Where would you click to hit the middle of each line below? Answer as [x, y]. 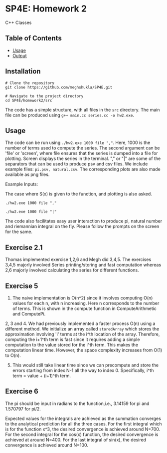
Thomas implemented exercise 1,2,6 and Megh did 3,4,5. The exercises [78, 259]
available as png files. [27, 174]
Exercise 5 [22, 286]
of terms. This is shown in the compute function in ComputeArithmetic [84, 308]
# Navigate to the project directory [44, 96]
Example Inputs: [22, 184]
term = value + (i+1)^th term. [42, 376]
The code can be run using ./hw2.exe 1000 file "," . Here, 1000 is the [78, 142]
